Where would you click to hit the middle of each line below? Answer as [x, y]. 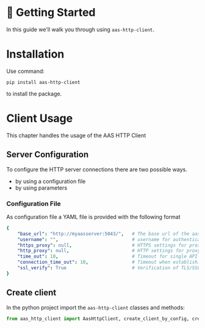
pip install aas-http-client [43, 82]
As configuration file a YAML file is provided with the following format [93, 217]
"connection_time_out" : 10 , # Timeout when [94, 263]
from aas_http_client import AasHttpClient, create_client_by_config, [98, 319]
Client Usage [40, 118]
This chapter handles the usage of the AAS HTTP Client [76, 135]
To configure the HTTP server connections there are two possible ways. [97, 169]
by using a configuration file [50, 181]
